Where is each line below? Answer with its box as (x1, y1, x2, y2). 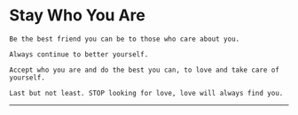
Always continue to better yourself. (9, 50, 149, 58)
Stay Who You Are (9, 5, 146, 26)
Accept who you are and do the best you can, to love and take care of (9, 65, 279, 74)
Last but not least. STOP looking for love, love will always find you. (9, 88, 284, 97)
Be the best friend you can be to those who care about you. (9, 34, 240, 43)
